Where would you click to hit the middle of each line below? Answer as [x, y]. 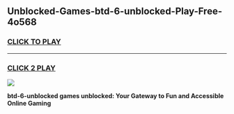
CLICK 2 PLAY [31, 68]
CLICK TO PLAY [34, 42]
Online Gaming [29, 103]
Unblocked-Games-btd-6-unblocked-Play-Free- [115, 11]
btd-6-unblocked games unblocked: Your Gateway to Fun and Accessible [116, 95]
